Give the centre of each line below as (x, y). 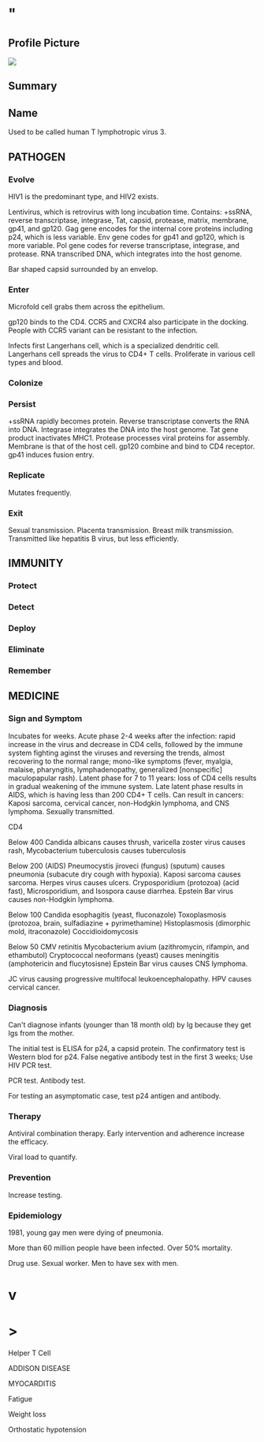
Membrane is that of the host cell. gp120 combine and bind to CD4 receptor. (132, 446)
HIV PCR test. (30, 1065)
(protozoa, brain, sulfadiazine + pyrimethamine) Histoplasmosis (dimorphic (129, 923)
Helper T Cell (30, 1353)
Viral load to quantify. (43, 1157)
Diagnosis (28, 1008)
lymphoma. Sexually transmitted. (61, 811)
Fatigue (20, 1399)
